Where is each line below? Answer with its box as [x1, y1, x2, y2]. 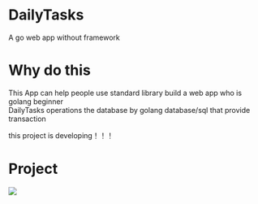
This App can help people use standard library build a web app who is [8, 88, 242, 98]
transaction [8, 114, 46, 124]
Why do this [8, 61, 91, 80]
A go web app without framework [8, 33, 120, 42]
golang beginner [8, 96, 63, 106]
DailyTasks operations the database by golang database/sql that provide [8, 105, 251, 115]
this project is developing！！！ [8, 130, 114, 140]
